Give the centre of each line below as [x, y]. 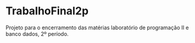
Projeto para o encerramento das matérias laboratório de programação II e [97, 27]
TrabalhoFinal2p [47, 11]
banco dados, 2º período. [37, 33]
